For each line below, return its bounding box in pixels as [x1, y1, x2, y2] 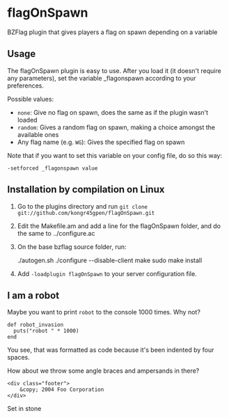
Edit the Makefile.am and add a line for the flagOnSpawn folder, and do [17, 221, 221, 230]
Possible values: [7, 95, 54, 103]
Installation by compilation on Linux [7, 184, 165, 195]
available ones [17, 130, 59, 138]
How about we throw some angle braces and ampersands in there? [7, 367, 200, 375]
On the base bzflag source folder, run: [17, 242, 127, 251]
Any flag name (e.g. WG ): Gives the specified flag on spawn [17, 138, 185, 146]
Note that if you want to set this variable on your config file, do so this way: [7, 151, 223, 159]
